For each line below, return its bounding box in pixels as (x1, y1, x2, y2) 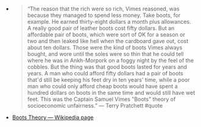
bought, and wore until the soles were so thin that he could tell (27, 50, 184, 57)
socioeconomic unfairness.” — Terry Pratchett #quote (27, 102, 163, 109)
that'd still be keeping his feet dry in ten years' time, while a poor (27, 76, 190, 83)
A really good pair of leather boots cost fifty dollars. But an (27, 24, 175, 32)
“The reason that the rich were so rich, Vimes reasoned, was (27, 5, 180, 12)
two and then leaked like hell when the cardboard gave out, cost (27, 38, 189, 44)
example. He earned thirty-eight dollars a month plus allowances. (27, 18, 191, 25)
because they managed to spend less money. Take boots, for (27, 12, 181, 19)
